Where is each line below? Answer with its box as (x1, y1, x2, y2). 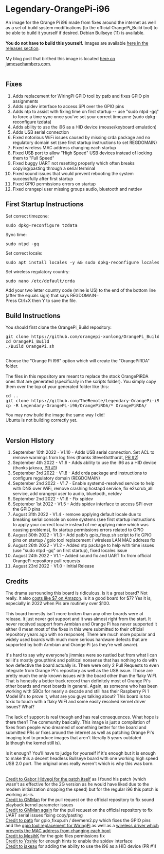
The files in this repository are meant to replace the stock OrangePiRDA (5, 374, 149, 379)
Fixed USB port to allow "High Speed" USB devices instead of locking (12, 150, 152, 156)
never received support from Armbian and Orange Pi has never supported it (5, 621, 157, 627)
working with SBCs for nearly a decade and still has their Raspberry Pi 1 (5, 688, 149, 694)
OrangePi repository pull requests (12, 558, 81, 564)
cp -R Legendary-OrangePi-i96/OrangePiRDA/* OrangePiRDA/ (5, 403, 147, 409)
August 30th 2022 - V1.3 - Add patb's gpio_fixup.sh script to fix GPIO (12, 532, 152, 538)
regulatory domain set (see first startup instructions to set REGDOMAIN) (12, 140, 157, 145)
